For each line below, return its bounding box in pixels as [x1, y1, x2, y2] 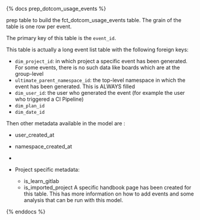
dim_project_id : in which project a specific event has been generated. [14, 58, 188, 64]
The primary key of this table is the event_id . [6, 35, 116, 41]
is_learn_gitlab [23, 178, 60, 184]
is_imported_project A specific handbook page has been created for [23, 184, 192, 191]
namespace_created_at [14, 143, 73, 150]
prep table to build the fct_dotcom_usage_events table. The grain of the [6, 17, 182, 23]
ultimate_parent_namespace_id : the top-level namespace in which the [14, 77, 186, 83]
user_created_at [14, 131, 55, 138]
